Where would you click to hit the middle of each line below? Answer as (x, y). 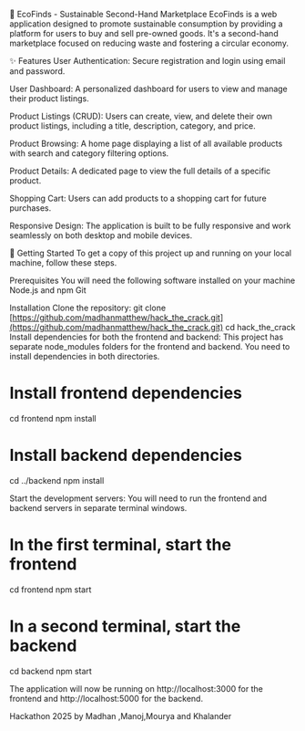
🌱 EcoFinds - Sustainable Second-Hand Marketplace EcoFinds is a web (143, 14)
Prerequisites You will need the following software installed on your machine (152, 280)
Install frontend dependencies (126, 393)
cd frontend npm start (51, 590)
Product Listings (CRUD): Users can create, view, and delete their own (141, 116)
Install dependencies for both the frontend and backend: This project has (147, 337)
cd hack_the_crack (260, 327)
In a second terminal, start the (125, 626)
